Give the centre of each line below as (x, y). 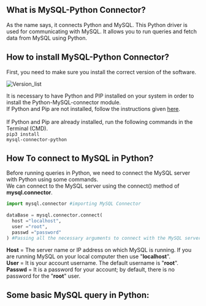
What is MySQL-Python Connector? (76, 10)
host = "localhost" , (37, 221)
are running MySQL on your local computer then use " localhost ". (88, 256)
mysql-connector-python (37, 140)
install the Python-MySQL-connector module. (64, 102)
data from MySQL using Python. (47, 38)
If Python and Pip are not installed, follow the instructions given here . (93, 109)
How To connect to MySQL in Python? (80, 159)
